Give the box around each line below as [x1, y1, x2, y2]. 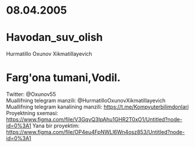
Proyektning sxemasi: [6, 110, 58, 117]
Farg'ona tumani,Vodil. [6, 71, 121, 85]
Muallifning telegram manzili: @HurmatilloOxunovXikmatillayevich [6, 97, 165, 104]
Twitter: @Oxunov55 [6, 91, 56, 98]
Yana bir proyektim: [32, 122, 80, 129]
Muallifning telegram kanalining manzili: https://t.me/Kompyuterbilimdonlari [6, 103, 189, 110]
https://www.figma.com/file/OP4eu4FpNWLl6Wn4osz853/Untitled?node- [6, 129, 185, 136]
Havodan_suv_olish [6, 31, 103, 44]
